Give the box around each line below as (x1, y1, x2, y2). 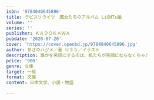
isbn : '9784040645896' (6, 8, 62, 15)
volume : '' (6, 19, 33, 25)
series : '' (6, 25, 33, 31)
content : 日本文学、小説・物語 (6, 80, 74, 86)
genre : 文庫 (6, 63, 34, 69)
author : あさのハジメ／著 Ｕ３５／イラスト (6, 47, 100, 53)
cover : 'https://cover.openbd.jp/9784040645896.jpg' (6, 42, 138, 48)
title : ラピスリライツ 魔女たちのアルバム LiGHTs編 (6, 14, 122, 20)
